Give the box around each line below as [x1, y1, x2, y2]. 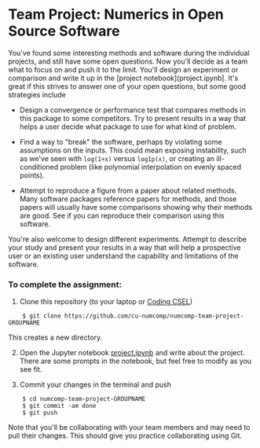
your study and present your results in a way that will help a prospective [8, 242, 241, 252]
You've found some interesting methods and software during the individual [8, 48, 250, 57]
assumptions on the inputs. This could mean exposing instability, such [19, 145, 247, 155]
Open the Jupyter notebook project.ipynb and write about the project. [19, 348, 245, 358]
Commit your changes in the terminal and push [19, 380, 171, 390]
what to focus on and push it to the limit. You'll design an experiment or [8, 64, 239, 74]
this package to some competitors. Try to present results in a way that [19, 113, 247, 123]
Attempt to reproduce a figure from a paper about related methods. [19, 185, 237, 195]
